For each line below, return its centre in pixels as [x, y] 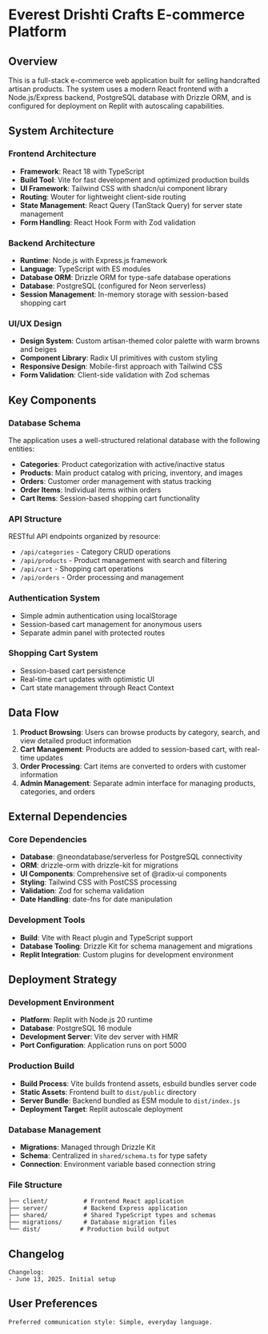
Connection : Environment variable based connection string [118, 1164]
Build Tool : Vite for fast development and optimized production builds [134, 180]
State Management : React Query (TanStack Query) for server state [131, 205]
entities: [21, 449]
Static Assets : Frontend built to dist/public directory [108, 1092]
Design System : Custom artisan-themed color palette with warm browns [140, 341]
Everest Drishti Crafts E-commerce [127, 15]
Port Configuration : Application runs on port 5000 [103, 1045]
